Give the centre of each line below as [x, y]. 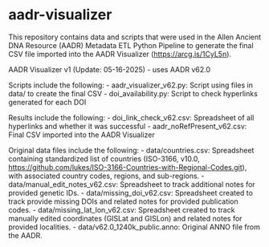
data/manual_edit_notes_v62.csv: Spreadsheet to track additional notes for [132, 184]
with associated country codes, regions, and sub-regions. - [106, 176]
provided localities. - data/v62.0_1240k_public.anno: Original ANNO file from [134, 227]
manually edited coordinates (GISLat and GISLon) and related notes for [125, 218]
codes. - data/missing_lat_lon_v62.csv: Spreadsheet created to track [122, 209]
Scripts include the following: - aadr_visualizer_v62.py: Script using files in [130, 85]
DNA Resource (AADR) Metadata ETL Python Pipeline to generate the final [131, 45]
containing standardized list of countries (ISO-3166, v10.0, [104, 159]
